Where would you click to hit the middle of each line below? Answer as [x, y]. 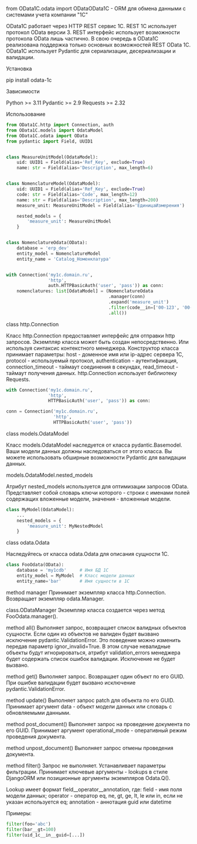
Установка [19, 69]
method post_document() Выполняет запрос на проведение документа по [98, 724]
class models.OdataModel [38, 433]
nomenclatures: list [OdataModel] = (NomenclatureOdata [85, 291]
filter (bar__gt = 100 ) [31, 829]
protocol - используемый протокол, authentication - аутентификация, [92, 360]
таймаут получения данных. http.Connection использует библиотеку [91, 373]
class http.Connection [33, 324]
